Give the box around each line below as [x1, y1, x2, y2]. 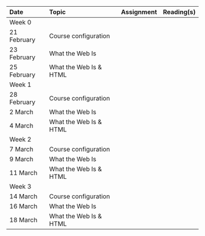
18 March [9, 216, 38, 224]
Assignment [121, 8, 157, 16]
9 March [9, 155, 34, 163]
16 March [9, 202, 38, 210]
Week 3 [9, 182, 32, 190]
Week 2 [9, 135, 32, 144]
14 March [9, 192, 38, 200]
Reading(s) [162, 8, 196, 16]
